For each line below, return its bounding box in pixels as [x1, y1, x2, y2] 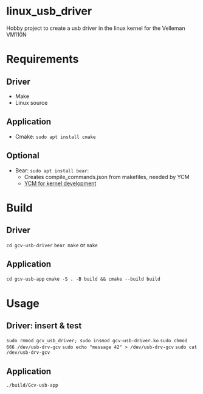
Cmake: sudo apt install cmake [15, 133, 96, 140]
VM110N [6, 30, 27, 38]
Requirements [6, 52, 79, 66]
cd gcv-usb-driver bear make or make [6, 241, 98, 248]
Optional [6, 150, 40, 161]
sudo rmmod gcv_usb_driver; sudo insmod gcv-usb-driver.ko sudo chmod [6, 338, 188, 344]
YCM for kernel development [24, 180, 97, 187]
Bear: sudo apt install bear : [15, 166, 89, 174]
